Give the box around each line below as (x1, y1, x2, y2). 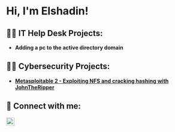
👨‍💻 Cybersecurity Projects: (6, 61, 110, 71)
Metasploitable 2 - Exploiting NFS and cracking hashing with (14, 77, 169, 85)
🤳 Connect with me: (6, 101, 81, 112)
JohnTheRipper (14, 83, 55, 91)
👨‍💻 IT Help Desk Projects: (6, 28, 103, 38)
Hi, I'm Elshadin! (6, 4, 89, 18)
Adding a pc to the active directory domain (14, 44, 124, 51)
